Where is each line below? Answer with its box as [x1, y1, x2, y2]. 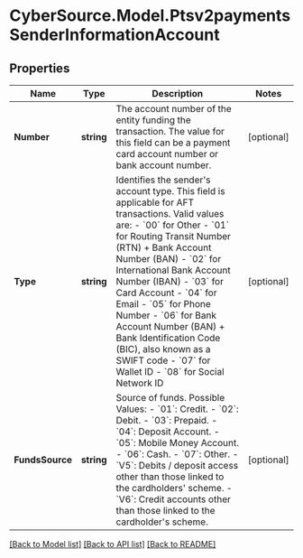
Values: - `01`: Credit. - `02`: [115, 403, 239, 415]
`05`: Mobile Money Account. [115, 437, 240, 449]
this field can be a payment [115, 136, 231, 149]
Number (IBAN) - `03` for [115, 275, 224, 287]
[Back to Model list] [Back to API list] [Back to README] [9, 539, 216, 549]
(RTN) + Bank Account [115, 241, 212, 254]
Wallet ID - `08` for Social [115, 366, 225, 377]
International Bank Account [115, 264, 232, 276]
